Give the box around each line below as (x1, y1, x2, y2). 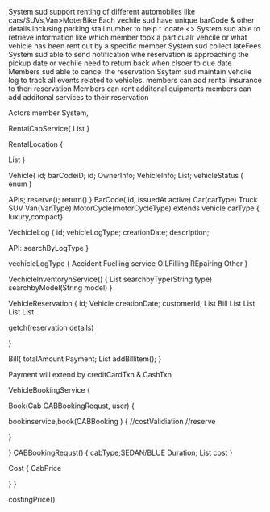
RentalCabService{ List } (8, 124, 90, 133)
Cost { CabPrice (8, 464, 62, 472)
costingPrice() (8, 495, 56, 504)
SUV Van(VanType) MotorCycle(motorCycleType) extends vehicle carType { (8, 203, 260, 213)
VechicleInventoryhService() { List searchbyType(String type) (8, 274, 213, 284)
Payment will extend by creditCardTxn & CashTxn (8, 370, 172, 379)
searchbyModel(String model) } (8, 283, 113, 293)
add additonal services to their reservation (8, 93, 149, 102)
